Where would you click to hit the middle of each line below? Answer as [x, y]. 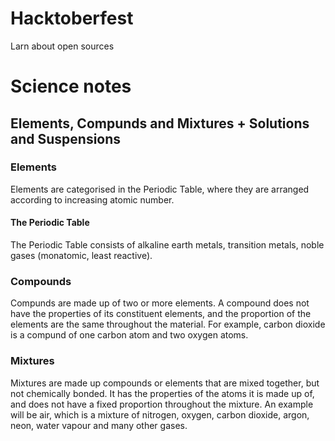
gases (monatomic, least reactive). [81, 256]
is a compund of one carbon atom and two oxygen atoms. [129, 335]
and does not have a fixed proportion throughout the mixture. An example [162, 404]
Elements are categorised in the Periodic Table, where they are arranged [160, 189]
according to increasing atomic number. [92, 199]
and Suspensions [66, 138]
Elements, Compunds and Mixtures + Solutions [160, 123]
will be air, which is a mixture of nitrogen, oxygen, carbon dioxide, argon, [160, 414]
